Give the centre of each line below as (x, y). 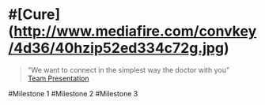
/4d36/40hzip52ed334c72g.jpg (116, 48)
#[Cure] (34, 15)
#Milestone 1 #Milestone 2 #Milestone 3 (73, 93)
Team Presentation (58, 78)
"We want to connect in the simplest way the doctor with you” (128, 69)
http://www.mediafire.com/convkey (135, 31)
